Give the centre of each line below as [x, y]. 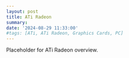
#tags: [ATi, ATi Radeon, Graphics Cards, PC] [65, 33]
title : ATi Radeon [29, 17]
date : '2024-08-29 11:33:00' [42, 28]
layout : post [22, 11]
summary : [17, 22]
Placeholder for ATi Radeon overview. [52, 50]
